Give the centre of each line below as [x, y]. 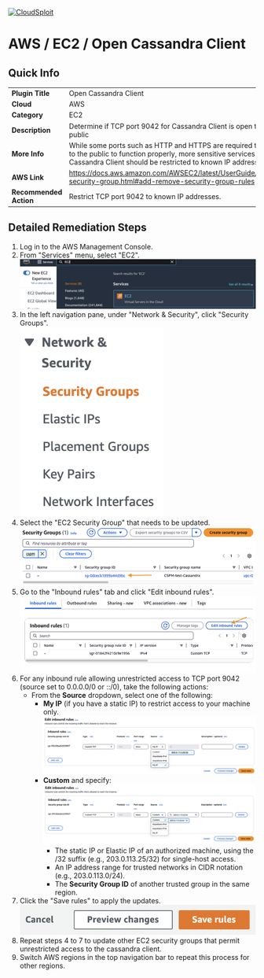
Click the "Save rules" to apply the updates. [90, 901]
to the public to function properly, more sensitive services [162, 153]
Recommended [37, 192]
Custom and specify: [77, 780]
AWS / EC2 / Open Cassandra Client [127, 44]
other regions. [42, 966]
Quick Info [34, 73]
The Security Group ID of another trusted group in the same [152, 884]
